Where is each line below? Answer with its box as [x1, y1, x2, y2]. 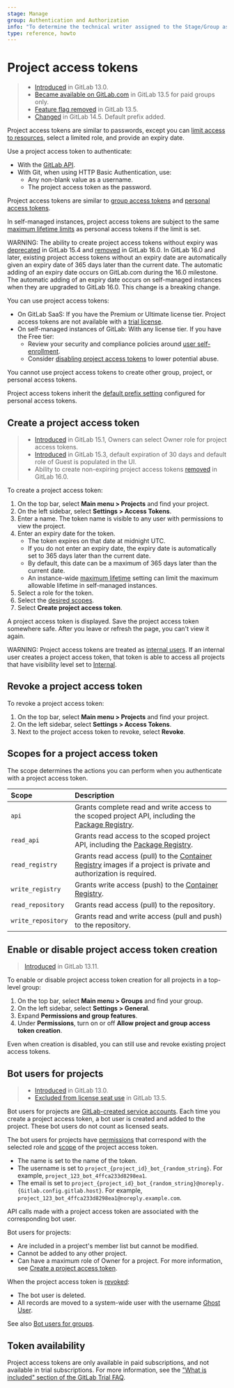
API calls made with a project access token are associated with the [7, 1207, 199, 1216]
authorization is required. [74, 868, 157, 878]
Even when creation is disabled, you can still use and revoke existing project [7, 1040, 226, 1048]
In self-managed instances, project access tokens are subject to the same [7, 217, 219, 226]
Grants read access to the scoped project [74, 831, 210, 841]
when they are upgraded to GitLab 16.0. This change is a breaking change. [7, 283, 221, 291]
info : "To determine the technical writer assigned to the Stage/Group [7, 23, 219, 30]
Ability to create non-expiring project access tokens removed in [34, 465, 217, 473]
